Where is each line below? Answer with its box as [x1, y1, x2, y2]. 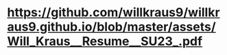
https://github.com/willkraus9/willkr [7, 5, 221, 20]
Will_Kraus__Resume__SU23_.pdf [7, 34, 203, 49]
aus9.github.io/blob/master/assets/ [7, 19, 216, 35]
